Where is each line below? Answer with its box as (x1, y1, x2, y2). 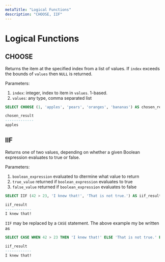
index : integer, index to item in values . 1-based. (12, 89, 108, 96)
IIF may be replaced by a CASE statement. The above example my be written (5, 220, 160, 226)
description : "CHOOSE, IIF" (5, 12, 63, 17)
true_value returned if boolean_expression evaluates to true (12, 178, 133, 184)
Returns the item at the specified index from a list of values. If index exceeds (5, 65, 160, 71)
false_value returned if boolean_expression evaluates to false (12, 184, 137, 190)
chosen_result (5, 114, 34, 118)
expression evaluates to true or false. (5, 154, 80, 160)
